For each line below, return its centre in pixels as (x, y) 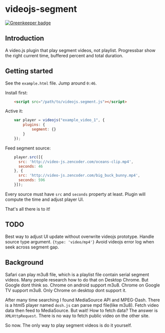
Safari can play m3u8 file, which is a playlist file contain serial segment (77, 274)
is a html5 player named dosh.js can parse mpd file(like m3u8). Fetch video (82, 305)
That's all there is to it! (28, 209)
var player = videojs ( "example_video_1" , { (60, 120)
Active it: (14, 111)
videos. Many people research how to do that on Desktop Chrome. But (77, 280)
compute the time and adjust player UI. (44, 199)
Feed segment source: (28, 148)
